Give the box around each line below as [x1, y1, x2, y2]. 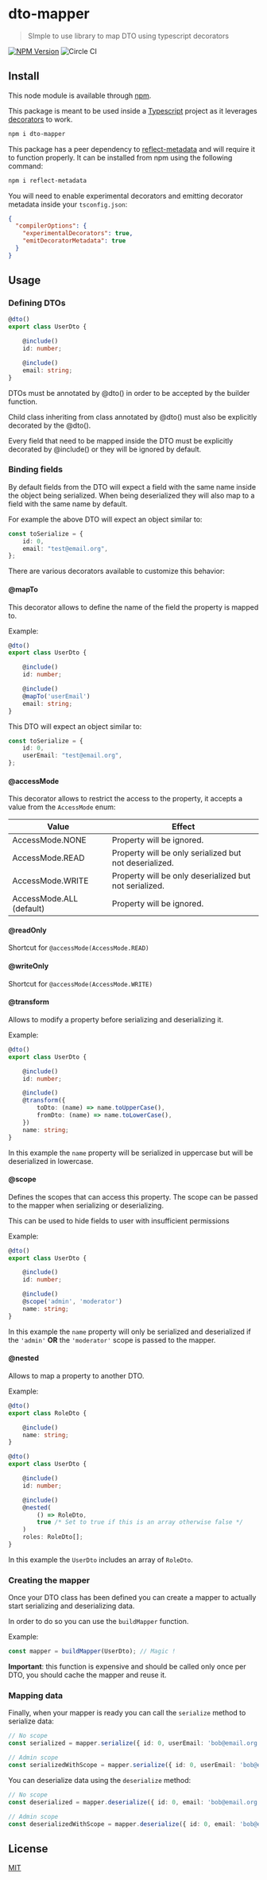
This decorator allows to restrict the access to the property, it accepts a [8, 794, 243, 804]
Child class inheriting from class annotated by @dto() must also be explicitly [8, 412, 257, 421]
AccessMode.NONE [12, 835, 87, 846]
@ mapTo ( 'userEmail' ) [22, 692, 91, 700]
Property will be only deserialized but [111, 870, 251, 882]
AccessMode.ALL [12, 893, 79, 905]
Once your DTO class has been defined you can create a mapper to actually [8, 1593, 257, 1603]
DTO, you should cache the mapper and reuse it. [8, 1670, 167, 1680]
